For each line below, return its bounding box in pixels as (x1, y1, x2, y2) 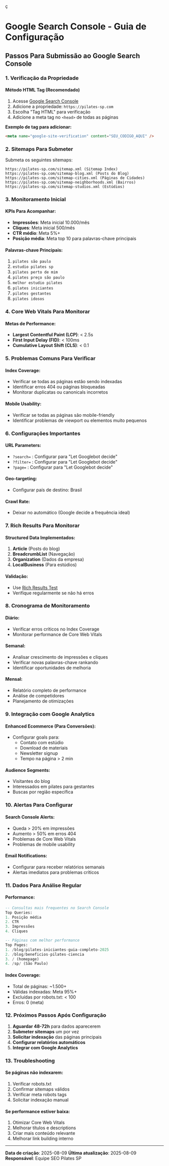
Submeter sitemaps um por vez (12, 1028, 79, 1034)
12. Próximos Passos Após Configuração (5, 1012, 107, 1019)
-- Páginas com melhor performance (5, 938, 80, 943)
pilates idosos (12, 297, 45, 302)
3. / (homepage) (5, 956, 39, 961)
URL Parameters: (5, 442, 41, 449)
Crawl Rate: (5, 498, 30, 504)
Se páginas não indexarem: (5, 1069, 64, 1075)
